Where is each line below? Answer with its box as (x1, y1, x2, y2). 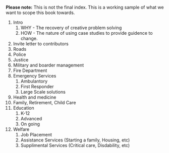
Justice (13, 57, 29, 62)
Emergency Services (13, 73, 57, 79)
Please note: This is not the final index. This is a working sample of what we (6, 5, 164, 10)
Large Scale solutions (20, 89, 66, 95)
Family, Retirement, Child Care (13, 100, 76, 105)
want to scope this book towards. (6, 10, 75, 16)
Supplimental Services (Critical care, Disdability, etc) (20, 142, 130, 148)
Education (13, 105, 34, 111)
